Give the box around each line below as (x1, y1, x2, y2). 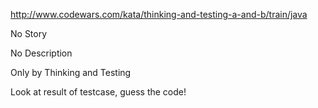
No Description (10, 47, 73, 59)
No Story (10, 28, 48, 39)
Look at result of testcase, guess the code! (10, 86, 187, 98)
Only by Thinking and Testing (10, 67, 132, 78)
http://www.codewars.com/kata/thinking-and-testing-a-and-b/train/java (10, 9, 308, 20)
